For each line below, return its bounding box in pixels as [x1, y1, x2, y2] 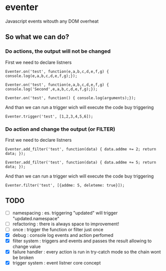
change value [12, 243, 41, 250]
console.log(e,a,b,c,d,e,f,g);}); [5, 73, 78, 78]
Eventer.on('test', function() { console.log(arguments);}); [5, 95, 136, 101]
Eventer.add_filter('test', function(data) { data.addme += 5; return [5, 160, 156, 165]
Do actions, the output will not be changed [5, 48, 111, 55]
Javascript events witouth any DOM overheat [5, 18, 99, 24]
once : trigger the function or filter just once [12, 226, 104, 232]
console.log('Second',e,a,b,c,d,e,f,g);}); [5, 86, 98, 92]
